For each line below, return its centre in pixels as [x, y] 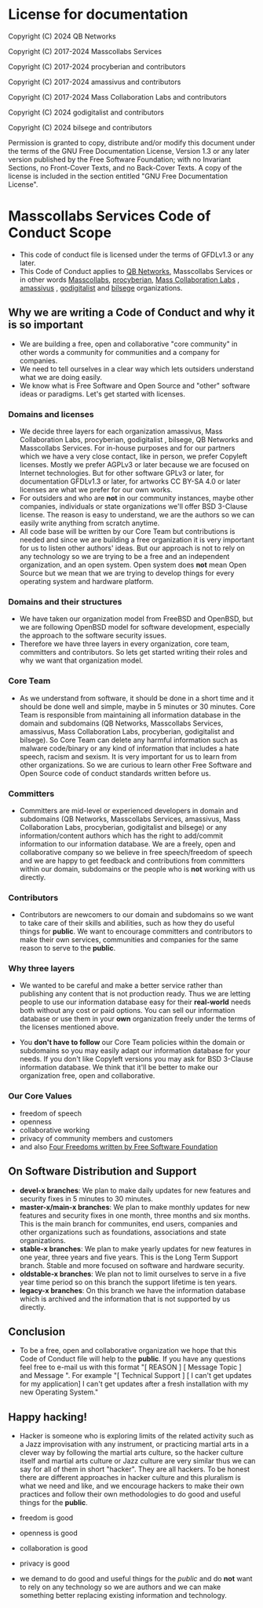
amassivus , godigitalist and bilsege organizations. [101, 287]
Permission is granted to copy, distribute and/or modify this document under [132, 142]
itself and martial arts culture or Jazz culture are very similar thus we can [137, 1461]
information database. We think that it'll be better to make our [119, 1067]
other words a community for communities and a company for [119, 352]
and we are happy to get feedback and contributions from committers [132, 861]
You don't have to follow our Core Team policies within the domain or [132, 1043]
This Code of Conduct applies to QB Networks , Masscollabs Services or [136, 271]
